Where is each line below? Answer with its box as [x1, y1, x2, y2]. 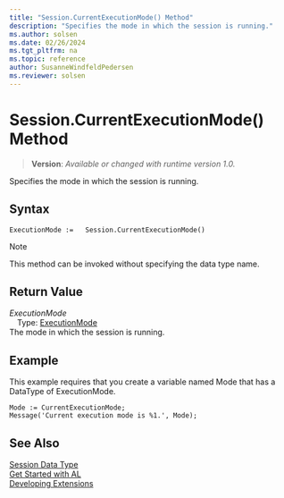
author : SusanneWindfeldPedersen [9, 63, 134, 72]
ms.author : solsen [9, 30, 78, 38]
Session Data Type [9, 459, 79, 469]
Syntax [9, 202, 50, 217]
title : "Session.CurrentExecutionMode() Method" [9, 13, 194, 22]
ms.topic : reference [9, 55, 87, 63]
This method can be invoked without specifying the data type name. [9, 258, 261, 269]
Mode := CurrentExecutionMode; [9, 403, 126, 412]
